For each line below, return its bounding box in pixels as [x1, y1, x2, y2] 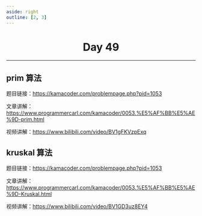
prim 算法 [6, 73, 42, 83]
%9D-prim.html [6, 116, 45, 123]
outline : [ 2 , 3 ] [6, 14, 47, 20]
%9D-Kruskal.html [6, 190, 52, 198]
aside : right [6, 8, 39, 15]
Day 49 [82, 40, 120, 54]
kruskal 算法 [6, 148, 53, 158]
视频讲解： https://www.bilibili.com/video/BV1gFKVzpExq [6, 128, 147, 136]
